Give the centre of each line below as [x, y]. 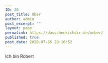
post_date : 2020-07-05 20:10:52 [39, 42]
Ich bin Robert [20, 56]
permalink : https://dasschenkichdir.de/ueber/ [54, 33]
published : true [22, 38]
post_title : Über [23, 14]
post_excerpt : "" [23, 24]
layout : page [19, 28]
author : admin [20, 19]
